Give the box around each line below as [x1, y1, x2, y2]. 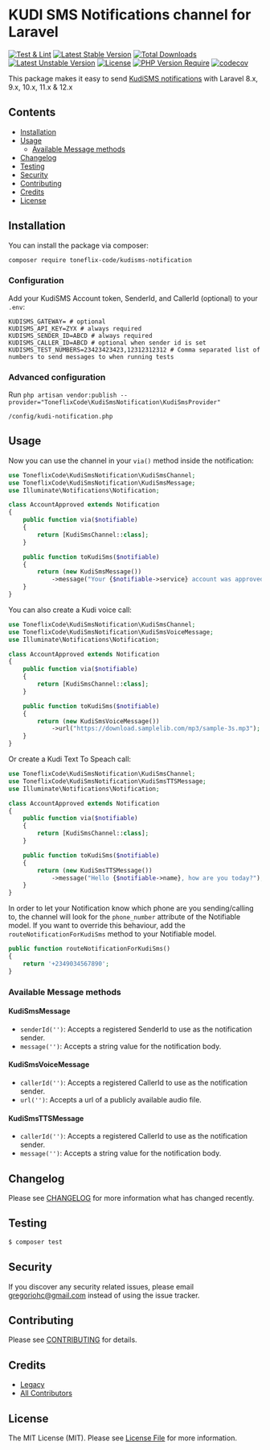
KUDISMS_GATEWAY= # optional [8, 317, 106, 326]
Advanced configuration [8, 371, 106, 382]
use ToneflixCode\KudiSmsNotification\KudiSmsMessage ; [8, 478, 196, 487]
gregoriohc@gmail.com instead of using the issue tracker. [8, 1290, 200, 1300]
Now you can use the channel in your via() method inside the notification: [8, 456, 255, 465]
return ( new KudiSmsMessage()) [37, 568, 142, 576]
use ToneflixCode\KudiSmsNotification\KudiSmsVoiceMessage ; [8, 627, 215, 636]
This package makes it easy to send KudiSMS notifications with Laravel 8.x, [8, 73, 259, 83]
